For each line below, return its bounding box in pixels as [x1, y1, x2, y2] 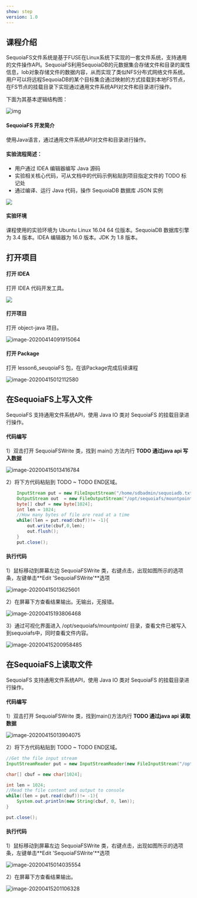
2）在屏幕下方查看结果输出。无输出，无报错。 [6, 598, 117, 605]
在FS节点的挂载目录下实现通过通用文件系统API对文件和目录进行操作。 [6, 83, 175, 91]
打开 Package [6, 350, 40, 357]
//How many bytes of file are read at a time [16, 512, 130, 518]
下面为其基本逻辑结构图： [6, 96, 68, 103]
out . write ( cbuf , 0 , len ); [27, 523, 85, 529]
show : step [6, 8, 33, 15]
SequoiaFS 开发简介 [6, 122, 55, 129]
